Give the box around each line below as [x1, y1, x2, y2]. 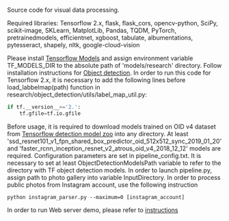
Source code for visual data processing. [7, 6, 120, 14]
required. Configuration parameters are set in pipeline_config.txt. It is [7, 151, 202, 159]
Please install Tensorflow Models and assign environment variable [7, 54, 193, 62]
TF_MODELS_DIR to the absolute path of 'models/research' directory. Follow [7, 62, 222, 69]
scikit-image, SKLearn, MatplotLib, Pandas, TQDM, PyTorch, [7, 27, 176, 34]
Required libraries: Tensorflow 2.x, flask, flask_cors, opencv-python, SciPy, [7, 19, 219, 27]
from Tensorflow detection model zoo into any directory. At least [7, 129, 189, 138]
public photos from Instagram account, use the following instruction [7, 181, 198, 189]
